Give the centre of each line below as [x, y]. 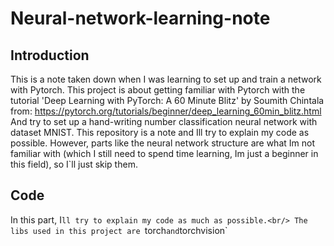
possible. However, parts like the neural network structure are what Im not [162, 143]
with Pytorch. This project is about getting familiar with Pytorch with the [158, 90]
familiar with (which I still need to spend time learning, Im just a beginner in [164, 153]
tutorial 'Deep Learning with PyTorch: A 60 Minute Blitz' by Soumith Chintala [167, 100]
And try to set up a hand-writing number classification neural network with [164, 121]
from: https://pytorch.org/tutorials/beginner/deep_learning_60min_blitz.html [166, 111]
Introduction [50, 55]
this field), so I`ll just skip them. [74, 164]
